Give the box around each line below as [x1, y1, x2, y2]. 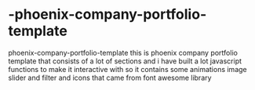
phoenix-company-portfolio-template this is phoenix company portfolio [8, 48, 238, 57]
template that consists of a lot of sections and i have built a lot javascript [8, 56, 242, 66]
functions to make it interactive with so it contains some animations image [8, 64, 247, 74]
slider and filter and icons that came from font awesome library [8, 73, 212, 82]
